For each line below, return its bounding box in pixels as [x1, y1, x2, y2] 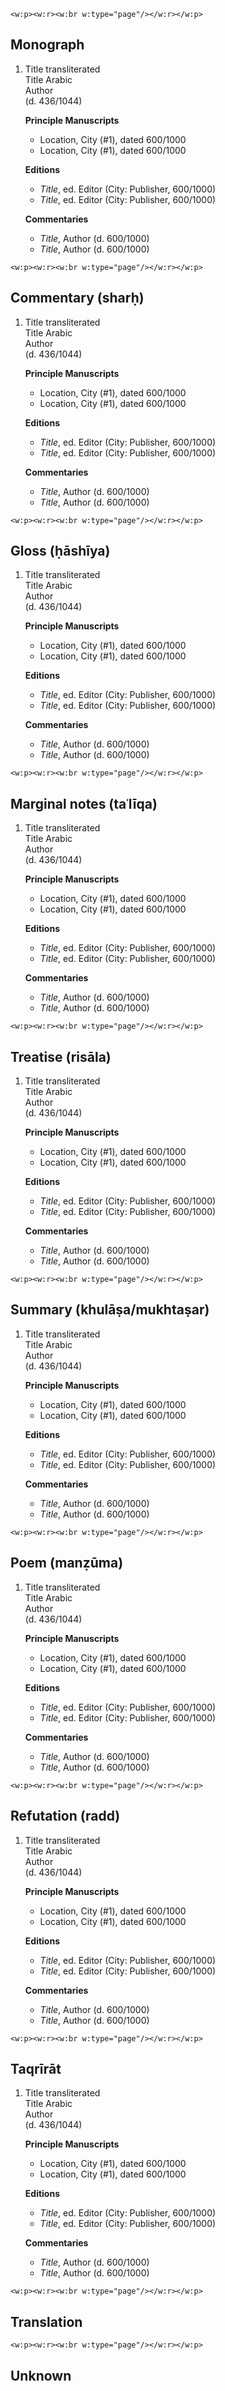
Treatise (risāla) [10, 1048, 112, 1065]
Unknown [10, 2367, 72, 2384]
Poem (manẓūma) [10, 1555, 124, 1572]
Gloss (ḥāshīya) [10, 543, 111, 560]
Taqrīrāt [10, 2060, 62, 2077]
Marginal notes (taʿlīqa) [10, 795, 158, 812]
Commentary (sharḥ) [10, 290, 145, 307]
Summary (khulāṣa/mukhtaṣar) [10, 1301, 210, 1319]
